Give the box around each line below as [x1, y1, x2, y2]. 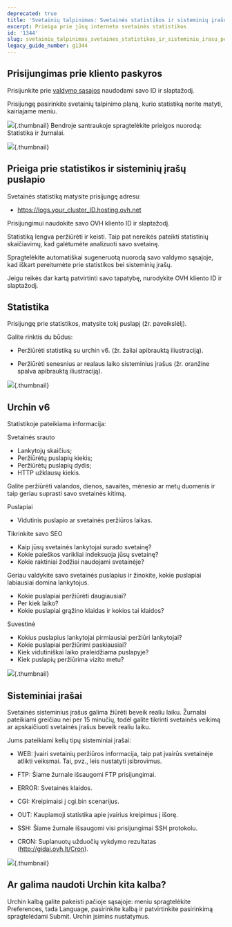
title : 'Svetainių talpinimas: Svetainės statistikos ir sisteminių [7, 17, 209, 24]
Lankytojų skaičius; [17, 447, 72, 455]
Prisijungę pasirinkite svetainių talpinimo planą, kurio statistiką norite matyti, [7, 100, 223, 108]
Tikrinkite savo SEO [7, 530, 63, 538]
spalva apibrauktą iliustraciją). [17, 367, 103, 376]
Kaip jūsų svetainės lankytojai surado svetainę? [17, 543, 152, 551]
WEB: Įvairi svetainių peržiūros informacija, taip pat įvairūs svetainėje [17, 750, 213, 758]
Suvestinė [7, 620, 36, 628]
